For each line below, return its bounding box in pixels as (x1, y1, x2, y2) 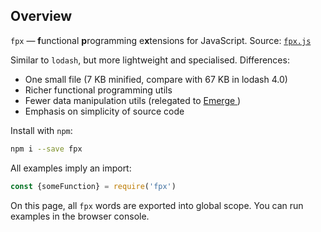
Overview (10, 8, 73, 25)
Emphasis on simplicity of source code (24, 105, 185, 117)
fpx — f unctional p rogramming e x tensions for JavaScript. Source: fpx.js (10, 34, 312, 46)
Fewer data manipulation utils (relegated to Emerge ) (24, 94, 242, 106)
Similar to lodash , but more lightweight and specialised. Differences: (10, 54, 290, 66)
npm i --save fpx (10, 144, 83, 154)
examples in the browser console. (10, 210, 150, 222)
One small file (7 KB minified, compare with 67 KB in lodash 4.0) (24, 73, 288, 85)
